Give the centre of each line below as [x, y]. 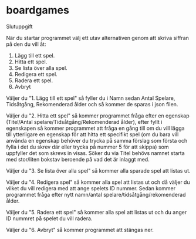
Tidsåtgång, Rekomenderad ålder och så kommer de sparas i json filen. [92, 104]
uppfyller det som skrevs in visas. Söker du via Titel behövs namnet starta [95, 153]
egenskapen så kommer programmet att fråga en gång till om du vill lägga [95, 128]
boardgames [38, 10]
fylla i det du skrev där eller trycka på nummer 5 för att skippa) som [87, 147]
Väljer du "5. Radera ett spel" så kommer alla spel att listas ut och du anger [97, 212]
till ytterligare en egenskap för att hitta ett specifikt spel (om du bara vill [92, 134]
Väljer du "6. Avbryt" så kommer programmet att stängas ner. [80, 230]
